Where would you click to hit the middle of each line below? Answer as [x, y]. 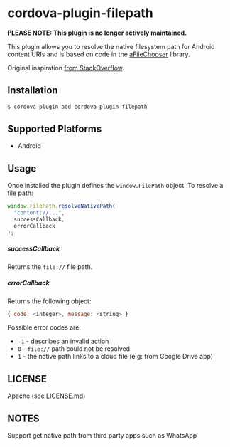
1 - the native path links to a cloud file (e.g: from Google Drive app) [115, 357]
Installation [33, 90]
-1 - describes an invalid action [63, 341]
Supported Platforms [55, 129]
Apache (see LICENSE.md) [46, 396]
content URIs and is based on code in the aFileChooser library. [99, 54]
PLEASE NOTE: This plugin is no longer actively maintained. [97, 33]
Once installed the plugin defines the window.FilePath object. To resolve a [115, 186]
